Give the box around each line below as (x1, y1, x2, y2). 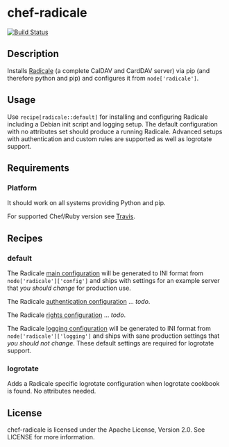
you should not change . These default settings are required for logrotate (7, 339, 214, 347)
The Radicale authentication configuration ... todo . (7, 297, 151, 305)
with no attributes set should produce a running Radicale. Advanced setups (7, 127, 223, 136)
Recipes (7, 232, 43, 244)
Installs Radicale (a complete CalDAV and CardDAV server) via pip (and (7, 66, 210, 74)
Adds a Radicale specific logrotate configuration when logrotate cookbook (7, 380, 220, 388)
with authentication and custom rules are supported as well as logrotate (7, 134, 212, 143)
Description (7, 48, 59, 60)
